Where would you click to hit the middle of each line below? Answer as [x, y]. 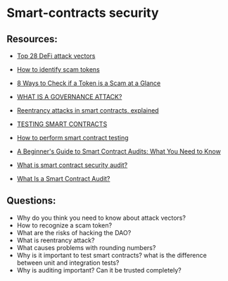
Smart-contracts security [83, 13]
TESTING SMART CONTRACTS [62, 124]
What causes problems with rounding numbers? [86, 247]
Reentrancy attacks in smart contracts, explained [88, 110]
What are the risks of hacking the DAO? [74, 232]
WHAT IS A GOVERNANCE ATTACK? [69, 97]
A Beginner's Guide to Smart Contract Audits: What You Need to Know [119, 151]
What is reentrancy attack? [56, 240]
